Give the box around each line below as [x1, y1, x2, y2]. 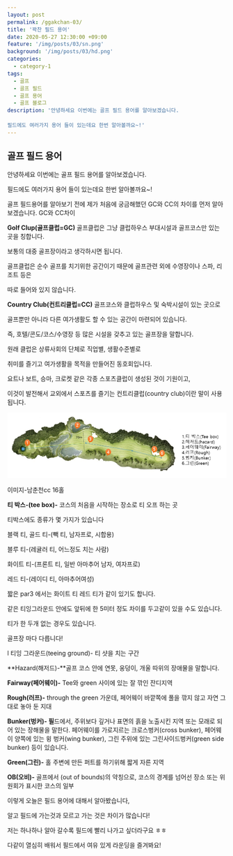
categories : [7, 56, 42, 63]
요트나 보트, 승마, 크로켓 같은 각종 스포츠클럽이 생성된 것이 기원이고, [7, 374, 191, 383]
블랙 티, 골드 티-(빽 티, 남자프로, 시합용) [7, 531, 115, 539]
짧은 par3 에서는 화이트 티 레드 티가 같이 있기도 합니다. [7, 590, 156, 598]
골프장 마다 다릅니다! [7, 634, 63, 642]
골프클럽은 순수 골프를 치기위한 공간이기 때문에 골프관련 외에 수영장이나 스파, [7, 262, 216, 270]
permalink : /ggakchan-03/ [7, 18, 82, 26]
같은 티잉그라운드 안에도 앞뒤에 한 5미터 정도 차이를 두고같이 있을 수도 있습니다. [7, 605, 223, 613]
